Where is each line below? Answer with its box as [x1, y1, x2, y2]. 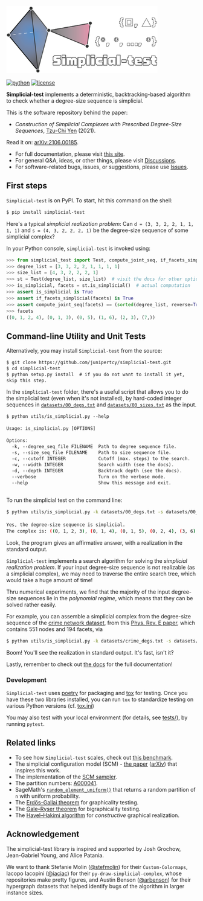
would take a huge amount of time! [6, 576, 93, 583]
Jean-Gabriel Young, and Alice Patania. [6, 851, 105, 859]
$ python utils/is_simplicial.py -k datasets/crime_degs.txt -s [6, 638, 172, 644]
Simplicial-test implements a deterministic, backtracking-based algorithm [6, 91, 191, 98]
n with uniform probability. [14, 792, 80, 800]
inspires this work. [14, 766, 61, 774]
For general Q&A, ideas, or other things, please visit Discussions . [14, 156, 176, 164]
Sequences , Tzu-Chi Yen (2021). [14, 127, 96, 134]
